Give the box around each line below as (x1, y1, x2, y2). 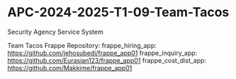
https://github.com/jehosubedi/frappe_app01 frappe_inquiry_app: (7, 49, 198, 57)
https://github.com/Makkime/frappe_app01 (7, 63, 133, 72)
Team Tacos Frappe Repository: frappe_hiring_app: (7, 41, 157, 49)
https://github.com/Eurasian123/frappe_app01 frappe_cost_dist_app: (7, 56, 207, 64)
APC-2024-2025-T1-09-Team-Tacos (7, 4, 230, 20)
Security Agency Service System (7, 28, 104, 36)
